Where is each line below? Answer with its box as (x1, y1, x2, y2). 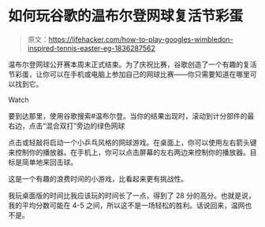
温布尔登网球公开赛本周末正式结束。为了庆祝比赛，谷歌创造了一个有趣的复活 (8, 60, 257, 69)
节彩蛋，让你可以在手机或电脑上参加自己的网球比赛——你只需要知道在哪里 (8, 69, 250, 79)
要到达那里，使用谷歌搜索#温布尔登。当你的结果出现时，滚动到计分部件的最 (8, 111, 255, 120)
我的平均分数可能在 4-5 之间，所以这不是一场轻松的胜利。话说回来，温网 (8, 200, 245, 210)
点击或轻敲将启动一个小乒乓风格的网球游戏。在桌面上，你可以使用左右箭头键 (8, 137, 257, 147)
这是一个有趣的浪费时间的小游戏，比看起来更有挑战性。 (8, 174, 188, 183)
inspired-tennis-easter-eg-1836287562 (27, 43, 156, 53)
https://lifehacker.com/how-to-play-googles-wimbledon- (48, 35, 234, 44)
